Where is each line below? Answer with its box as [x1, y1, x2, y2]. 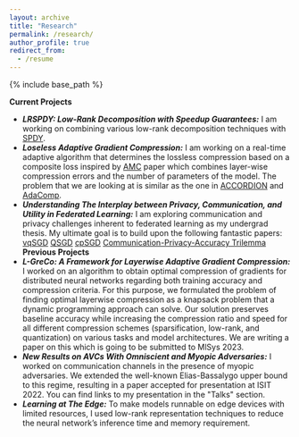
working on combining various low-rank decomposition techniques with [21, 123, 287, 134]
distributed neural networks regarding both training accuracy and [21, 275, 263, 286]
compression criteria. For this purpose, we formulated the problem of [21, 285, 277, 295]
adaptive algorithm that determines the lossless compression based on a [21, 152, 290, 162]
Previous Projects [21, 247, 90, 257]
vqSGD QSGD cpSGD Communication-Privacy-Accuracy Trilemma [21, 238, 266, 248]
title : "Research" [9, 21, 78, 30]
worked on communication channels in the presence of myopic [21, 361, 254, 371]
